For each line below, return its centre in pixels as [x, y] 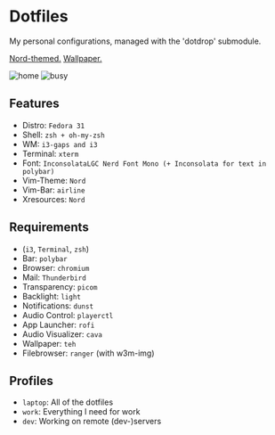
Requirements [49, 228]
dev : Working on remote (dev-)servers [92, 422]
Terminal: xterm [50, 153]
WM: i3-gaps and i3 [60, 144]
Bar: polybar [45, 258]
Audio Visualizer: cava [62, 334]
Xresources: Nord [53, 199]
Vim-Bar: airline [53, 190]
